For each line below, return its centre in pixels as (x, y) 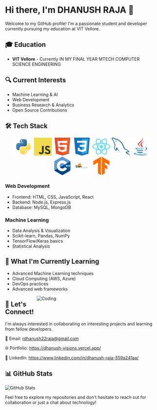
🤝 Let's (16, 305)
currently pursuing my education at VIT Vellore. (52, 28)
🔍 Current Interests (36, 80)
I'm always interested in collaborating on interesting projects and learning (79, 324)
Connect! (20, 312)
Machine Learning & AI (35, 94)
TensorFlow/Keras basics (38, 241)
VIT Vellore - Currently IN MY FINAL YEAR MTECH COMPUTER (76, 59)
